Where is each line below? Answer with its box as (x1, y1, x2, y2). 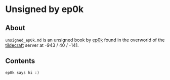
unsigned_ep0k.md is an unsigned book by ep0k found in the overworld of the (5, 37, 165, 43)
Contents (5, 57, 35, 65)
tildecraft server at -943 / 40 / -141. (5, 42, 79, 48)
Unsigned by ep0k (5, 4, 84, 15)
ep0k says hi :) (5, 70, 39, 75)
